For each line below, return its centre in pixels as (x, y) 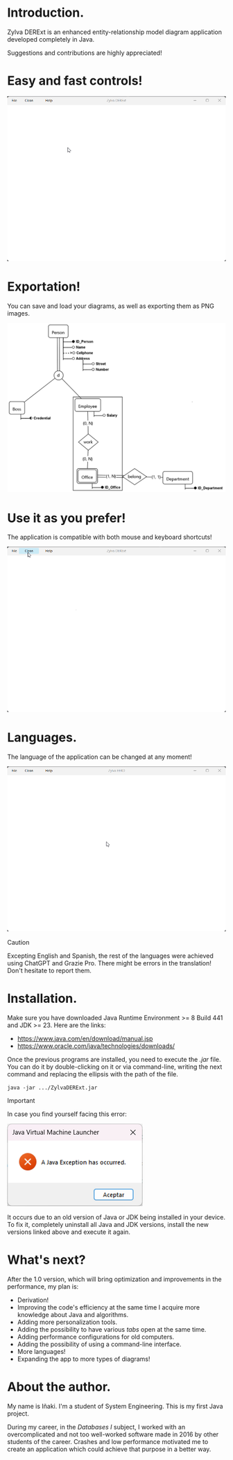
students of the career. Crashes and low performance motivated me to (108, 1441)
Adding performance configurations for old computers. (96, 1337)
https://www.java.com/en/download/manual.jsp (85, 1038)
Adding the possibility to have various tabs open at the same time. (112, 1329)
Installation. (42, 998)
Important (21, 1100)
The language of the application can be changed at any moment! (100, 757)
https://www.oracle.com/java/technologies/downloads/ (96, 1046)
